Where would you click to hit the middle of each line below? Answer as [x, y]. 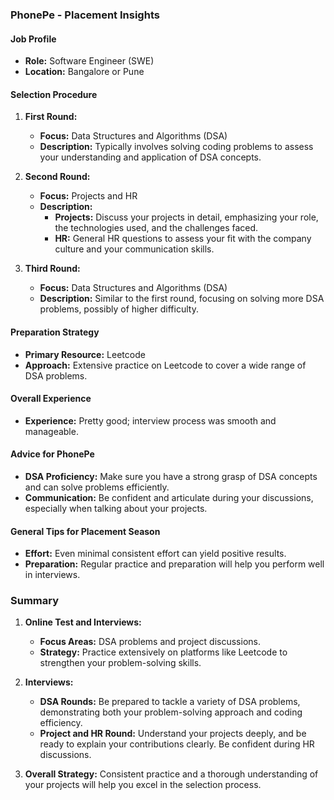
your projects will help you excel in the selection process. [143, 785]
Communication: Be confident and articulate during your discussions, [169, 497]
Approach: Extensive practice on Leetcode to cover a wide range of [165, 365]
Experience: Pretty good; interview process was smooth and [150, 420]
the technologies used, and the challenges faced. [156, 228]
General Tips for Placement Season [85, 531]
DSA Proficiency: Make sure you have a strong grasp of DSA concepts [171, 476]
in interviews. [52, 575]
